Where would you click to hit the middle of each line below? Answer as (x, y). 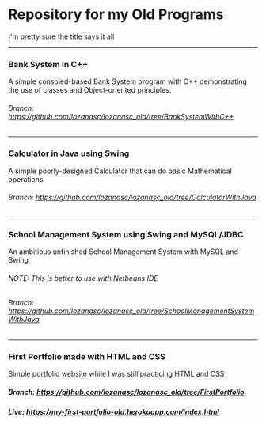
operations (26, 179)
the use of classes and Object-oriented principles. (90, 90)
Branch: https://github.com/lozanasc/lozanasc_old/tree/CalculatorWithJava (133, 197)
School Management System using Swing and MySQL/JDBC (126, 234)
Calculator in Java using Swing (69, 153)
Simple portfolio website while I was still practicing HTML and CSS (116, 374)
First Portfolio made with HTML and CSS (87, 356)
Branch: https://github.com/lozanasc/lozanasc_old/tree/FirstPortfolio (126, 392)
